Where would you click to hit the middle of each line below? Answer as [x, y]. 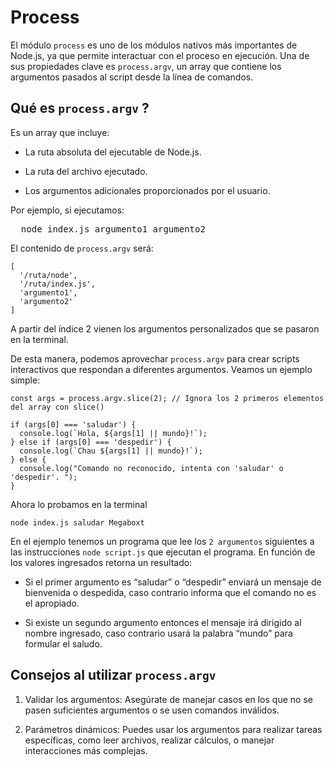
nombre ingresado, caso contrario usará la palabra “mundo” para [158, 633]
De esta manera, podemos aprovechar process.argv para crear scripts [155, 358]
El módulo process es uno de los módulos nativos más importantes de [154, 45]
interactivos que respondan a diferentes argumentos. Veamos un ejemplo [161, 369]
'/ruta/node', [48, 275]
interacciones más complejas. [86, 750]
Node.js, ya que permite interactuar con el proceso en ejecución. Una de [160, 55]
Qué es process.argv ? [80, 108]
